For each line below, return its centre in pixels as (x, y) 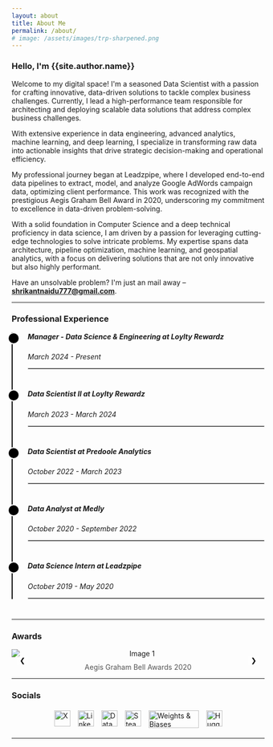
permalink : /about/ (44, 30)
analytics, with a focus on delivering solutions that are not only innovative (133, 258)
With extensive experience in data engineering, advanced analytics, (124, 133)
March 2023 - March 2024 (72, 414)
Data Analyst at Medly (66, 508)
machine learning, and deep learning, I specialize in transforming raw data (134, 142)
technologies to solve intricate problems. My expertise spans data (139, 241)
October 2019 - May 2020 (71, 586)
